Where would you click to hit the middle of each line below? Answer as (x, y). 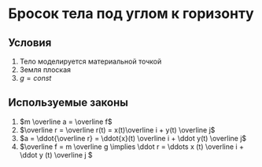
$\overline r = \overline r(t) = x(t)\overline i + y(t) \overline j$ (117, 129)
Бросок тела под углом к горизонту (131, 14)
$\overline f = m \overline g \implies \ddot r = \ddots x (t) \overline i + (131, 147)
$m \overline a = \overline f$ (66, 122)
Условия (30, 43)
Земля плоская (45, 70)
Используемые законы (68, 103)
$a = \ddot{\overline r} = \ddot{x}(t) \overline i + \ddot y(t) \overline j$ (133, 138)
